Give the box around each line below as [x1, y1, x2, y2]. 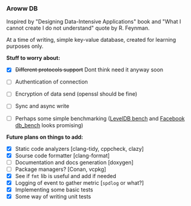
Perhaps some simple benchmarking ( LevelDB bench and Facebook [15, 115, 185, 122]
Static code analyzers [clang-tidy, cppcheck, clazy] [15, 145, 144, 152]
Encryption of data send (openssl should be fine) [15, 90, 138, 98]
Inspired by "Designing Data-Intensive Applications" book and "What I [6, 18, 181, 25]
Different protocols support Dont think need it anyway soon [15, 66, 164, 73]
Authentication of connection [15, 78, 88, 85]
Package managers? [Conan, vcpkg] [15, 165, 106, 173]
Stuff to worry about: [6, 55, 61, 62]
